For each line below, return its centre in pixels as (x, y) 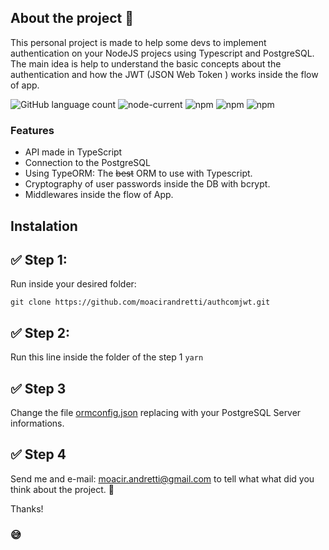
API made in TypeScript (73, 152)
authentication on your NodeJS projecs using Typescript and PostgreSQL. (162, 53)
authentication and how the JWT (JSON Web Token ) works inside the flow (164, 74)
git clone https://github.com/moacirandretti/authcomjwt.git (140, 302)
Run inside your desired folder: (73, 284)
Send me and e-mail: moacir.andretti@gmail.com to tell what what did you (162, 478)
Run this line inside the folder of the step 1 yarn (107, 357)
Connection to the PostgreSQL (87, 163)
